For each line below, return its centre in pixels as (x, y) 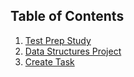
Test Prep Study (58, 40)
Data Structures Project (73, 51)
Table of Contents (67, 16)
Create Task (49, 61)
